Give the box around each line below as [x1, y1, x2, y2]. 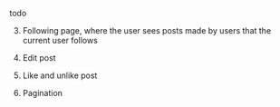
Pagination [22, 88, 63, 98]
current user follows [22, 35, 98, 45]
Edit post [22, 53, 56, 63]
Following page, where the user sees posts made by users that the [22, 25, 272, 35]
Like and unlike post [22, 70, 98, 81]
